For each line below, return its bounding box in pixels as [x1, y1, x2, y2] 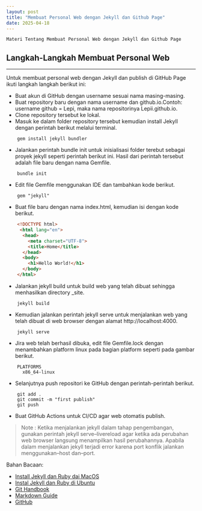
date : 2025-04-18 [6, 20, 50, 26]
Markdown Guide [14, 492, 58, 499]
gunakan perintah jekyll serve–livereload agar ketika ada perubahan [20, 430, 189, 437]
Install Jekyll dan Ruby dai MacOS [14, 473, 99, 480]
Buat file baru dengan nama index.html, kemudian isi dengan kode [14, 204, 179, 211]
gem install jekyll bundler [17, 136, 87, 142]
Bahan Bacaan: [6, 461, 44, 468]
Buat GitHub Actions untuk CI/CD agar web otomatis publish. [14, 412, 166, 419]
